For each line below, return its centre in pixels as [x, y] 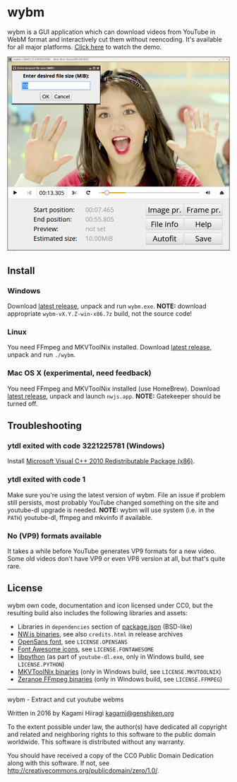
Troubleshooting [45, 426]
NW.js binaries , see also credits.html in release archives [100, 634]
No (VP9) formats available [55, 535]
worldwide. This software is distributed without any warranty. [96, 742]
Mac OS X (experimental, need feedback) [79, 373]
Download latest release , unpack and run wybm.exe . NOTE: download [107, 306]
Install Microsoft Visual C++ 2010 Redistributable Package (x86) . [101, 461]
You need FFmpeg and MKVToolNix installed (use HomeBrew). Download [114, 389]
